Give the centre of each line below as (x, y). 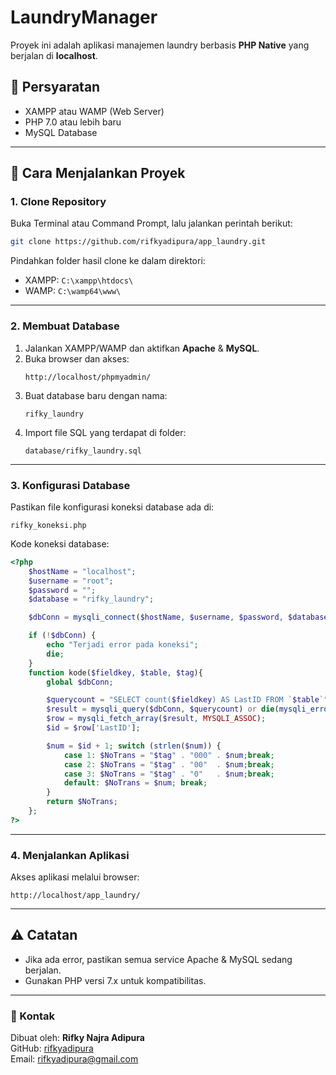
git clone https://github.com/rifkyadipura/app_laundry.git (138, 242)
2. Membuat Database (65, 326)
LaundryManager (84, 17)
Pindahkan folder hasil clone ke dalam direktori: (108, 261)
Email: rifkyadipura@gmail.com (74, 1059)
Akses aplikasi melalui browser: (75, 877)
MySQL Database (61, 132)
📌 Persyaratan (55, 87)
